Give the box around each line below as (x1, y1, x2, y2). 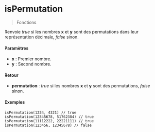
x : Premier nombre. (11, 56, 52, 62)
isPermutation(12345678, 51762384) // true (4, 114, 94, 119)
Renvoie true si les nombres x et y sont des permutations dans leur (4, 29, 139, 34)
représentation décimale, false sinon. (4, 34, 79, 40)
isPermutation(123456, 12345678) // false (4, 123, 92, 128)
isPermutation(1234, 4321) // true (4, 110, 77, 115)
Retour (4, 72, 19, 78)
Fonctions (16, 19, 37, 25)
